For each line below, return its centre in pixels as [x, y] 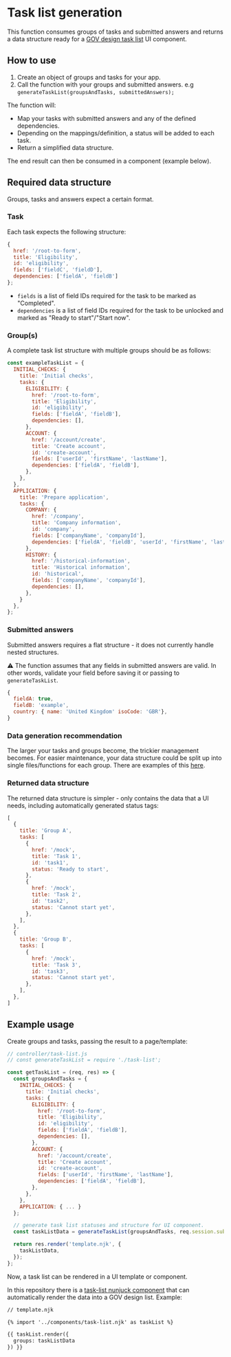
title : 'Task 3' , [56, 965]
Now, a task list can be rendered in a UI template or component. [97, 1277]
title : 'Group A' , [46, 831]
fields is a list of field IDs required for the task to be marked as [107, 295]
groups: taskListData [44, 1341]
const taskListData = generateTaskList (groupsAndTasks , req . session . [115, 1232]
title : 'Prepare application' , [64, 497]
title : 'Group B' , [46, 939]
